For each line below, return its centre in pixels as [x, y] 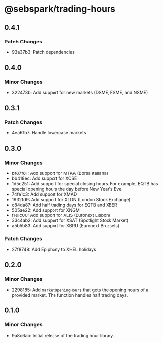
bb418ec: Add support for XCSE [44, 178]
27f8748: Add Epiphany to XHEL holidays [54, 249]
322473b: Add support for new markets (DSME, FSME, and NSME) [80, 92]
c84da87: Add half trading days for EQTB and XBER [64, 205]
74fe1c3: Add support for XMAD [44, 194]
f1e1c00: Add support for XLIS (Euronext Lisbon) [61, 215]
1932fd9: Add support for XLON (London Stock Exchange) [71, 199]
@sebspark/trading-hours [60, 9]
